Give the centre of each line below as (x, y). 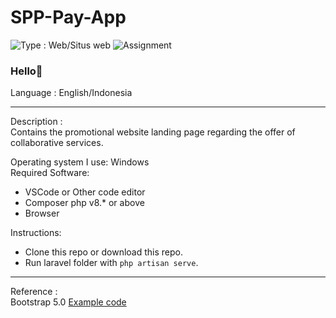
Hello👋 (26, 71)
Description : (36, 122)
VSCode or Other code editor (85, 192)
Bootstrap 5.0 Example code (68, 302)
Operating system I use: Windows (80, 162)
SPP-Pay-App (68, 17)
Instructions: (36, 233)
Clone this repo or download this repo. (103, 252)
